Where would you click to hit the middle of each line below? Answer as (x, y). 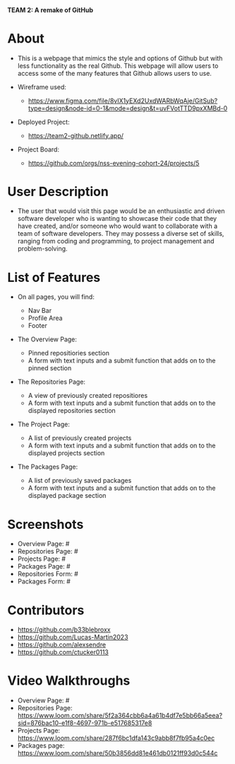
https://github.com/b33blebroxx (64, 629)
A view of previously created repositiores (88, 396)
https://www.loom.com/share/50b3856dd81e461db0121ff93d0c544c (117, 753)
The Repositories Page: (52, 382)
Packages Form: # (44, 581)
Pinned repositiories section (68, 353)
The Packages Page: (48, 467)
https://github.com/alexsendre (62, 645)
